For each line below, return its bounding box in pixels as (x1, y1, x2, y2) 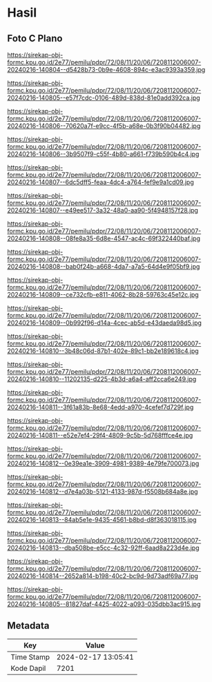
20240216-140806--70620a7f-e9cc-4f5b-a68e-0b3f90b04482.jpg (7, 122, 201, 129)
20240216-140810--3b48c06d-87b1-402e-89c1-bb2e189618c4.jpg (7, 347, 199, 355)
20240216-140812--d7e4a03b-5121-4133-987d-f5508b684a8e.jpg (7, 487, 198, 496)
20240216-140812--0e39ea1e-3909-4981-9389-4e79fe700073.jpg (7, 459, 200, 467)
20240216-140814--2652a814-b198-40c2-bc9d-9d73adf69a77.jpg (7, 572, 199, 580)
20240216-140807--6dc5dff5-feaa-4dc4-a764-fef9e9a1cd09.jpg (7, 178, 195, 186)
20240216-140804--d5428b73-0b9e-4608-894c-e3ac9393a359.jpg (7, 66, 206, 73)
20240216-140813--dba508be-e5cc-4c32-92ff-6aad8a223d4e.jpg (7, 544, 200, 552)
